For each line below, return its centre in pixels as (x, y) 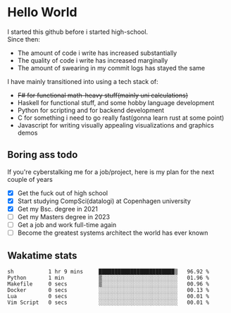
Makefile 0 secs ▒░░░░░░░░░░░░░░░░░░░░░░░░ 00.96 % (108, 284)
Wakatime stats (42, 256)
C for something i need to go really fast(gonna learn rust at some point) (121, 118)
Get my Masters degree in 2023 (64, 216)
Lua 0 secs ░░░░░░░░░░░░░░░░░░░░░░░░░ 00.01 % (108, 296)
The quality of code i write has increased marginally (93, 60)
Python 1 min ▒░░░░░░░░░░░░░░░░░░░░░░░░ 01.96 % (108, 278)
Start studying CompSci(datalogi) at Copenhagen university (104, 201)
